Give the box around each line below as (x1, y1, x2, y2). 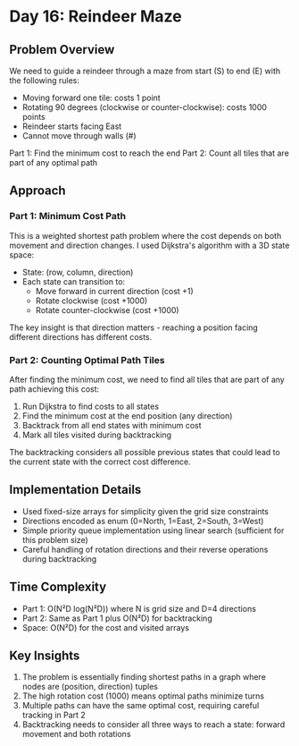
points (21, 112, 46, 122)
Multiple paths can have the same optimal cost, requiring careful (21, 700, 260, 711)
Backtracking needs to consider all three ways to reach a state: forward (21, 719, 286, 730)
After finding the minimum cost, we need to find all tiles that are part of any (9, 374, 286, 385)
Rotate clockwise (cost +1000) (35, 295, 148, 306)
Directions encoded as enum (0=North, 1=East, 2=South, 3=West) (21, 515, 264, 526)
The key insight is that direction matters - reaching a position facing (9, 322, 259, 333)
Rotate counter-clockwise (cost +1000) (35, 304, 180, 315)
